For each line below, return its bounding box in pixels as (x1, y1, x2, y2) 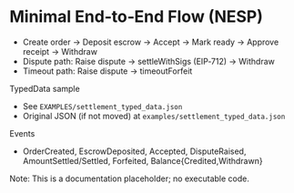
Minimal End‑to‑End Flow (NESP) (9, 6, 264, 27)
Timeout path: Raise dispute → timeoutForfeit (22, 66, 193, 76)
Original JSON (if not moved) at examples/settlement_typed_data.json (22, 110, 286, 121)
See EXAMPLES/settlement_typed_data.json (22, 100, 183, 111)
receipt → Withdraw (22, 46, 98, 56)
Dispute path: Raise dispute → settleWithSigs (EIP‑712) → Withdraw (22, 56, 276, 66)
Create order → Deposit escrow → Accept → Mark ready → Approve (22, 36, 279, 47)
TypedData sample (9, 83, 80, 94)
